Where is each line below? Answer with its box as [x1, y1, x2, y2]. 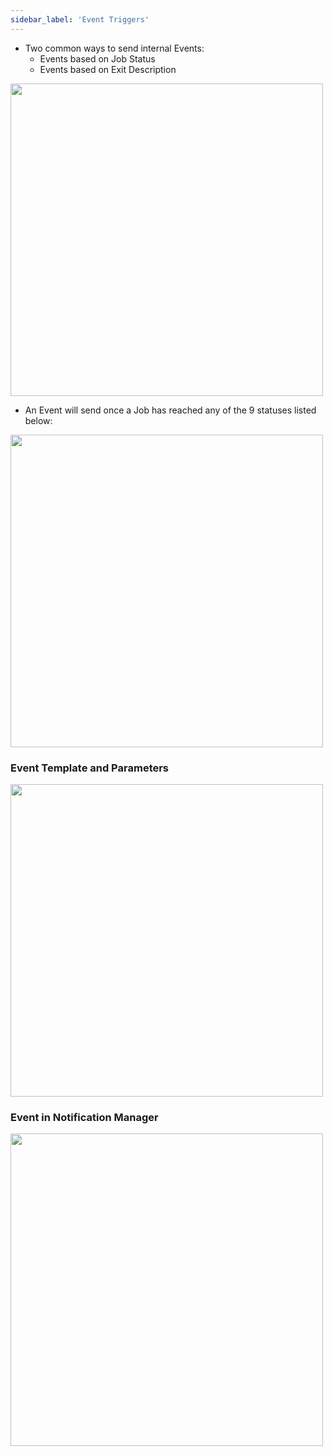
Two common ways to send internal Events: [24, 42, 205, 54]
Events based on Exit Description [39, 63, 177, 75]
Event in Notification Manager [10, 1110, 159, 1124]
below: [24, 414, 53, 426]
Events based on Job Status [39, 52, 156, 65]
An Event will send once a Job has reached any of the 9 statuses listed [24, 404, 317, 416]
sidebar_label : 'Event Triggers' [10, 14, 150, 25]
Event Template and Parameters [10, 761, 170, 775]
